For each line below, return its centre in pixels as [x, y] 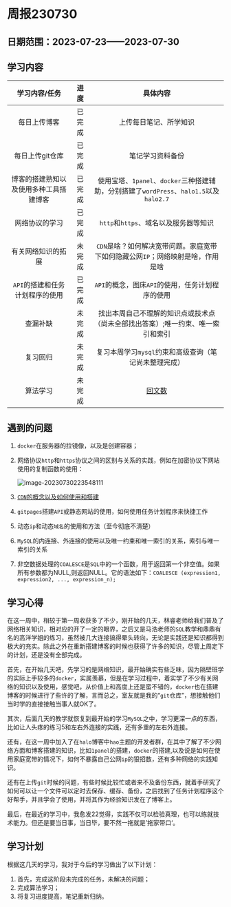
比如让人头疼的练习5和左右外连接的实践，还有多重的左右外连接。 [99, 727]
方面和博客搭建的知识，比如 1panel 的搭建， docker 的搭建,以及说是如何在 [113, 751]
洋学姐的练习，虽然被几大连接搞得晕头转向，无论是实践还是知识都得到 [124, 638]
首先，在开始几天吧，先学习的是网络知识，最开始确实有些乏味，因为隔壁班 [112, 669]
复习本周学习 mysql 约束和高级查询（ [153, 352]
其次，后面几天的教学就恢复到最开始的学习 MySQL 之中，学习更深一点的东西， [114, 719]
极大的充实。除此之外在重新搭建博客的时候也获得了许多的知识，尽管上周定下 [115, 646]
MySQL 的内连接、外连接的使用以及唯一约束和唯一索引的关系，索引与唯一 [118, 541]
